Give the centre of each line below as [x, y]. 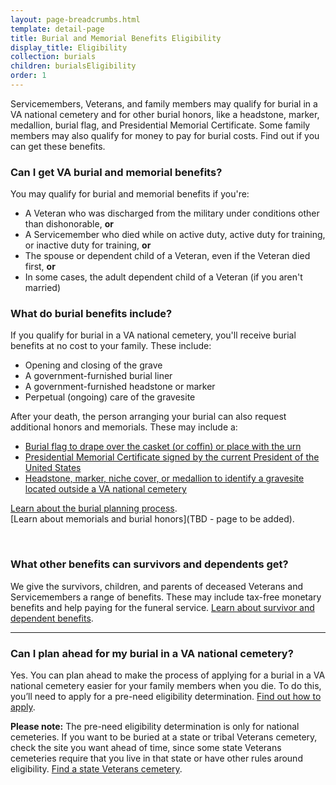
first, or [40, 267]
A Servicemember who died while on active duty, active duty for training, [175, 235]
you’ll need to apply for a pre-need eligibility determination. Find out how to [166, 697]
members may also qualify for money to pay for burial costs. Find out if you [165, 135]
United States [53, 468]
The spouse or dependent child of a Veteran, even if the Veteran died [167, 256]
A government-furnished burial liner [98, 376]
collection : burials [53, 57]
